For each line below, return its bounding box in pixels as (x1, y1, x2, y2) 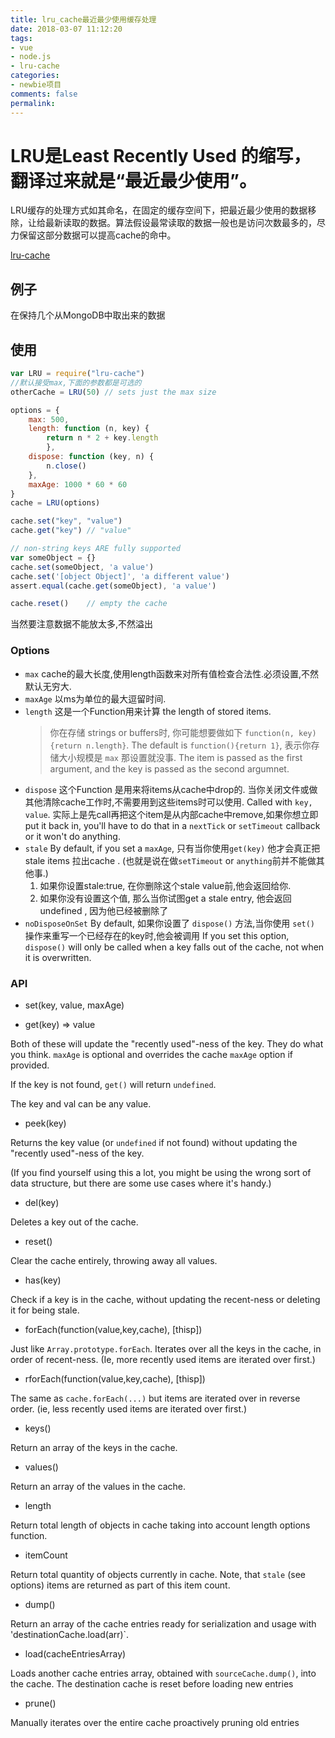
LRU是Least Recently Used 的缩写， (10, 144, 312, 167)
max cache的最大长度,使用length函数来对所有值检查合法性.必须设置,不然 (24, 667, 320, 680)
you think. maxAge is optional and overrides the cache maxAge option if (10, 1048, 294, 1060)
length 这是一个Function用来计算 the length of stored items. (24, 705, 272, 717)
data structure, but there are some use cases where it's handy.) (10, 1177, 272, 1189)
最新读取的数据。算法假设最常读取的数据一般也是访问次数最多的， (44, 217, 317, 229)
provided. (10, 1059, 50, 1071)
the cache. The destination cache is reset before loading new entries (10, 1677, 294, 1690)
